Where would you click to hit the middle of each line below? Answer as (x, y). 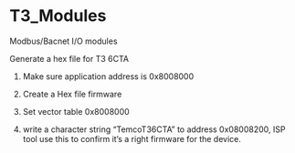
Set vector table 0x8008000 (76, 111)
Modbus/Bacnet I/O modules (63, 41)
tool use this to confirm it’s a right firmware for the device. (132, 138)
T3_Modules (58, 16)
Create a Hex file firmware (72, 94)
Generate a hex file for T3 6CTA (69, 58)
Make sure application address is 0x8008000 (108, 76)
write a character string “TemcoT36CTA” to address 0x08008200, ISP (154, 129)
